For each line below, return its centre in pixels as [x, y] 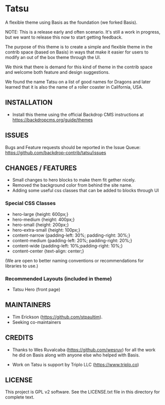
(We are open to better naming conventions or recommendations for [75, 260]
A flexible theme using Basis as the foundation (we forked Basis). [71, 22]
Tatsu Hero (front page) [36, 289]
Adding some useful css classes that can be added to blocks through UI [85, 191]
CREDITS [19, 338]
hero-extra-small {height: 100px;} [46, 230]
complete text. [20, 397]
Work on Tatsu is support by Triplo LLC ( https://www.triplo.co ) [76, 364]
